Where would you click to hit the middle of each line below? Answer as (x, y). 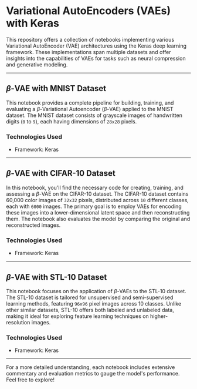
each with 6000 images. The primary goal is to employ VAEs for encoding (94, 206)
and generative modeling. (37, 64)
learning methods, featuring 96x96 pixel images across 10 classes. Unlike (94, 303)
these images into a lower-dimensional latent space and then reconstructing (98, 212)
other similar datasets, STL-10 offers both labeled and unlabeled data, (90, 310)
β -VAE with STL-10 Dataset (57, 277)
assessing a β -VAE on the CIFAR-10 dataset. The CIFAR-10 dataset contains (97, 194)
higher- (159, 316)
